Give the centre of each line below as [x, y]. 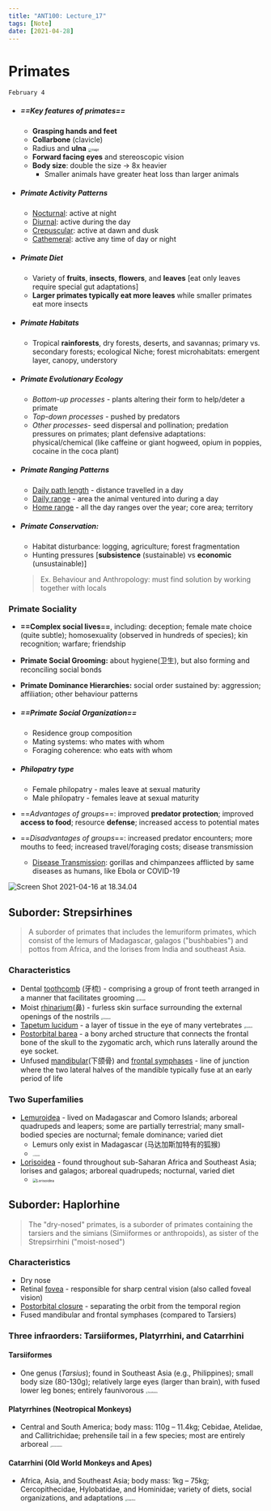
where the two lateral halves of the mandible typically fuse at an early [136, 1070]
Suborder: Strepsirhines [70, 913]
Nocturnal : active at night [74, 213]
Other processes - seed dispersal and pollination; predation [130, 425]
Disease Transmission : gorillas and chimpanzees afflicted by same [143, 863]
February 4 [27, 93]
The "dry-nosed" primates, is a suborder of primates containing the [140, 1224]
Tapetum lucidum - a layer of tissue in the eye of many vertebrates [131, 1025]
